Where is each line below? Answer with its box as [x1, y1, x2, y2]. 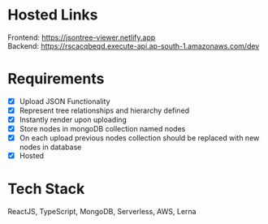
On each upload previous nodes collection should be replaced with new [19, 133, 260, 143]
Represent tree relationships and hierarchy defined [19, 106, 190, 115]
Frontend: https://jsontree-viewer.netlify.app [7, 32, 156, 42]
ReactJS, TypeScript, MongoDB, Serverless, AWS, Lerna [7, 207, 197, 217]
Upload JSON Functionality [19, 96, 110, 106]
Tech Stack [7, 180, 85, 198]
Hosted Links [7, 6, 98, 24]
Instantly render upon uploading [19, 115, 128, 124]
